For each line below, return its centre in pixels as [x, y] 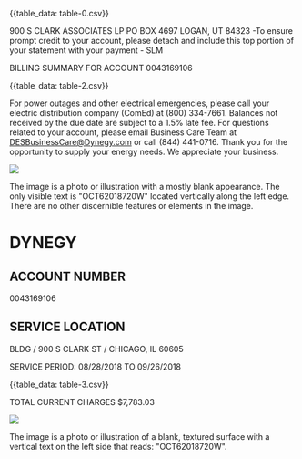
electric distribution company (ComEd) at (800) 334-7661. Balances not [144, 113]
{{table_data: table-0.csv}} [59, 13]
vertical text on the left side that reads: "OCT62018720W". [118, 446]
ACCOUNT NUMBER [67, 276]
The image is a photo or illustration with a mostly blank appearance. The [145, 187]
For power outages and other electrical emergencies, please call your [140, 103]
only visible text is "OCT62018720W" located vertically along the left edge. [149, 196]
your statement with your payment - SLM [86, 50]
